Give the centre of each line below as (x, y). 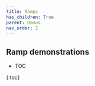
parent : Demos (24, 22)
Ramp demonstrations (48, 52)
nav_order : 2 (22, 28)
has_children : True (30, 17)
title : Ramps (22, 11)
